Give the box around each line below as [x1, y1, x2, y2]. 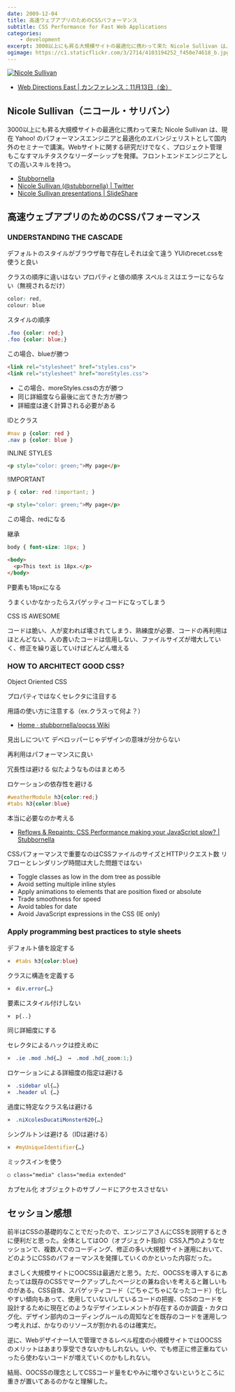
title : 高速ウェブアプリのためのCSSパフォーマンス [7, 17, 138, 24]
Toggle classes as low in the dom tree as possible [17, 872, 161, 881]
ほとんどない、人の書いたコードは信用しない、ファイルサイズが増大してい [7, 634, 222, 644]
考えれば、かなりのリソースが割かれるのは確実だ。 [13, 1321, 160, 1329]
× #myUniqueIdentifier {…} [7, 1144, 85, 1151]
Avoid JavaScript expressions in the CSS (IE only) [17, 909, 161, 918]
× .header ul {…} [7, 1089, 60, 1096]
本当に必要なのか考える [7, 814, 75, 822]
